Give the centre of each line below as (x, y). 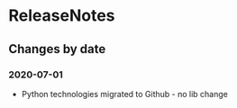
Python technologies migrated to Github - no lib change (125, 94)
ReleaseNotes (62, 16)
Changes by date (57, 49)
